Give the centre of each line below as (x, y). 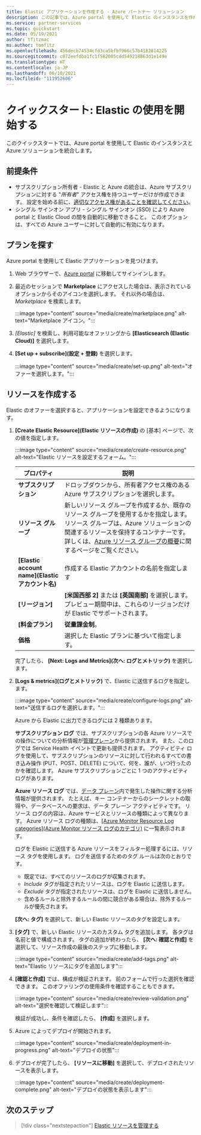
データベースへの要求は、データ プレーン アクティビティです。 (107, 805)
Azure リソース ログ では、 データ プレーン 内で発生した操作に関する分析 (103, 790)
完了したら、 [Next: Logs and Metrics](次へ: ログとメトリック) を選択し (104, 660)
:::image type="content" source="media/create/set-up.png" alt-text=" (101, 366)
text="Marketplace (38, 320)
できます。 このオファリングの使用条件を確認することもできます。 (96, 986)
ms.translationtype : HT (36, 62)
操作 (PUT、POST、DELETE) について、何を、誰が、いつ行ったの (111, 763)
